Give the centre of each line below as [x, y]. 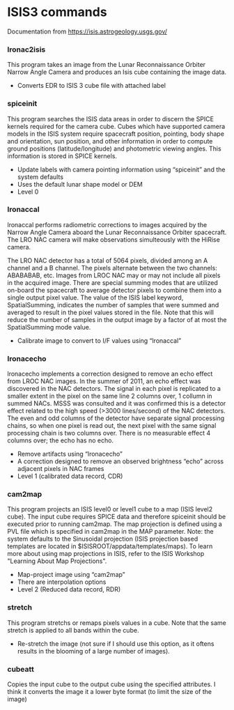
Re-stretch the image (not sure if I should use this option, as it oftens [116, 643]
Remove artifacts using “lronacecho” [70, 454]
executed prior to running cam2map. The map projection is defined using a [115, 524]
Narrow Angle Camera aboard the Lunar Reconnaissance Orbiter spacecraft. [117, 232]
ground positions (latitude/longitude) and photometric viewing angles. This [114, 148]
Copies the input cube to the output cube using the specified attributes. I [111, 684]
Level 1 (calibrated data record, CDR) [70, 476]
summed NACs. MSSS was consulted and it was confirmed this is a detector [117, 403]
